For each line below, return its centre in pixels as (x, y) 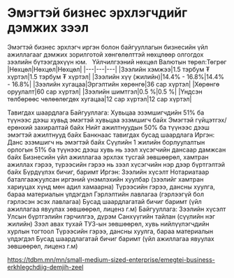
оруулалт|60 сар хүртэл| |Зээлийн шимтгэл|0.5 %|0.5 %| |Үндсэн (105, 92)
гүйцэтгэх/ (211, 119)
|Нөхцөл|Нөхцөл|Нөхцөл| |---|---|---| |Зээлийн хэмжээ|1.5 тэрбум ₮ (109, 69)
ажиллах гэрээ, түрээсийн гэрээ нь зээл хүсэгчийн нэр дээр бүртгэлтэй (116, 164)
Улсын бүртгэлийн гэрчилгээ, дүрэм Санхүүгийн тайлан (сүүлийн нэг (111, 216)
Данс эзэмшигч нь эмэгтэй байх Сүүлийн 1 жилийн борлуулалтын (106, 142)
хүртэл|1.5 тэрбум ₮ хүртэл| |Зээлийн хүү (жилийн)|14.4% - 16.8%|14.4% (116, 76)
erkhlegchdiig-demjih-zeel (45, 267)
